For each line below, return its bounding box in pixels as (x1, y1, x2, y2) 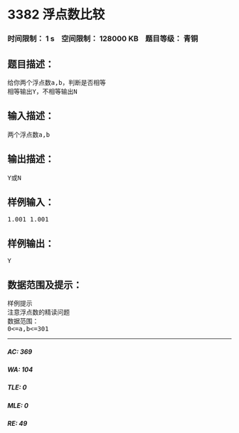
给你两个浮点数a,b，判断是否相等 (7, 78, 107, 86)
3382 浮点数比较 (7, 6, 105, 23)
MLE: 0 (7, 401, 28, 409)
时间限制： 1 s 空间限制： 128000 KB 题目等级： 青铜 (7, 33, 198, 43)
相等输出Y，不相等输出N (7, 87, 78, 95)
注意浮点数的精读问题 (7, 308, 70, 316)
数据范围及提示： (7, 278, 83, 291)
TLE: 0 (7, 383, 27, 392)
